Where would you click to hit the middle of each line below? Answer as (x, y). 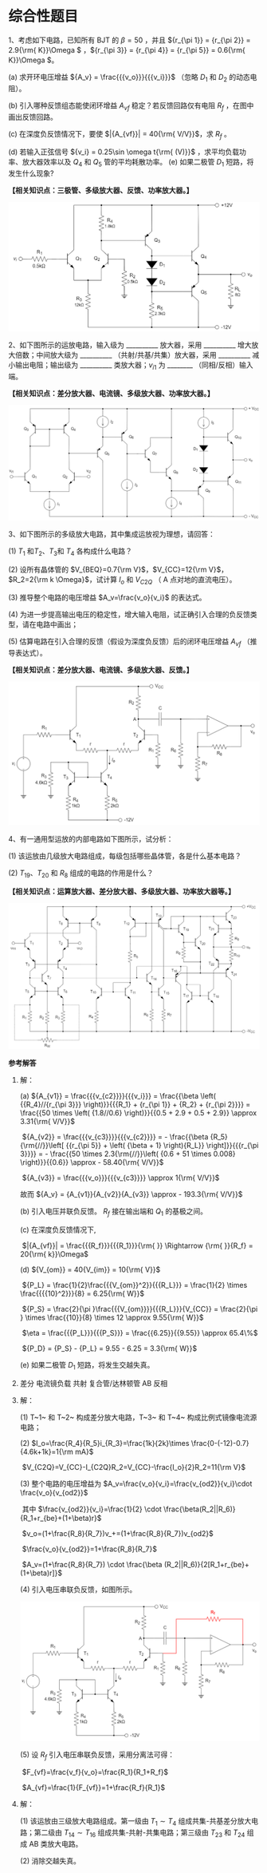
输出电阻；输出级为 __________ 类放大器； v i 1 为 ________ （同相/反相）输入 (134, 366)
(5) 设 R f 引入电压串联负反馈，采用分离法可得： (97, 1756)
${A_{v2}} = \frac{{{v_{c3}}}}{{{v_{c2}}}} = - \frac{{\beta (115, 1137)
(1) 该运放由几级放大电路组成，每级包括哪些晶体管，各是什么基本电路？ (125, 856)
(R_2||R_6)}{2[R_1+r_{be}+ (206, 1564)
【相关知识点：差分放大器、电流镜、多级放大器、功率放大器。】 (111, 393)
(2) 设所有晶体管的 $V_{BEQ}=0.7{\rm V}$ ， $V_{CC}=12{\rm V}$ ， (118, 569)
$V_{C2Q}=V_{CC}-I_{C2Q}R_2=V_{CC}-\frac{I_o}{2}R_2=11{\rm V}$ (134, 1467)
